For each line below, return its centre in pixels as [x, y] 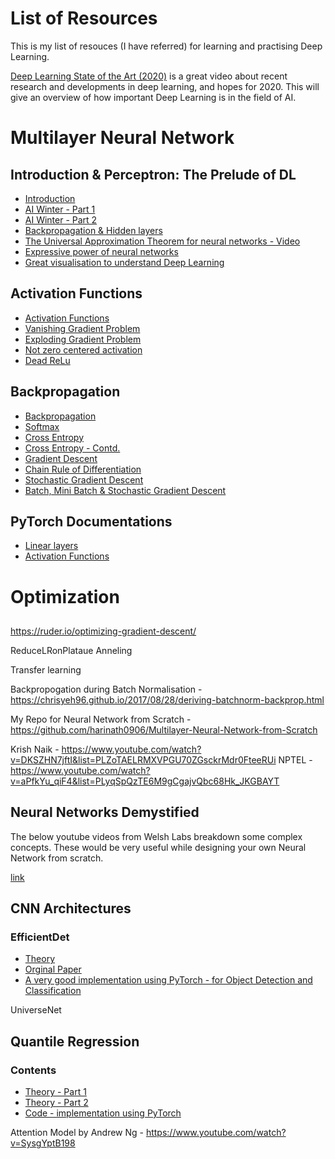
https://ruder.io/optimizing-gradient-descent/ [103, 631]
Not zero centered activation [83, 349]
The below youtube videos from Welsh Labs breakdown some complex [156, 836]
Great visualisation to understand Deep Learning [124, 262]
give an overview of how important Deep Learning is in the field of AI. [153, 97]
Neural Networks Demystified [105, 812]
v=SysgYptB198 [43, 1143]
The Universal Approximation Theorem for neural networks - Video [162, 241]
